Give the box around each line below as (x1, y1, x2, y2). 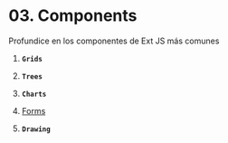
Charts (21, 90, 47, 99)
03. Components (8, 5, 138, 26)
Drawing (21, 124, 51, 134)
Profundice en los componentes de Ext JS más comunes (8, 35, 220, 46)
